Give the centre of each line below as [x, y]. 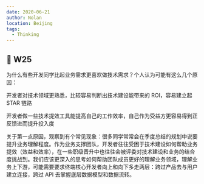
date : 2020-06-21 [28, 12]
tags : [13, 29]
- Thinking [25, 35]
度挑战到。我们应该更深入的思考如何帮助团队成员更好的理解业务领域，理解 [99, 159]
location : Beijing [29, 23]
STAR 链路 [19, 103]
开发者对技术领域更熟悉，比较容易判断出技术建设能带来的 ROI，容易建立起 [99, 95]
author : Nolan [24, 18]
